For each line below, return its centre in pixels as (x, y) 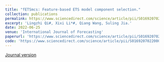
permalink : (16, 18)
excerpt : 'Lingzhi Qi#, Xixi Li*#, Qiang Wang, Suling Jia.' (69, 23)
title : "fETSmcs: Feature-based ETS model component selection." (73, 9)
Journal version (21, 55)
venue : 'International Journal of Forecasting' (54, 32)
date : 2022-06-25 (23, 28)
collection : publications (31, 14)
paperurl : (15, 37)
